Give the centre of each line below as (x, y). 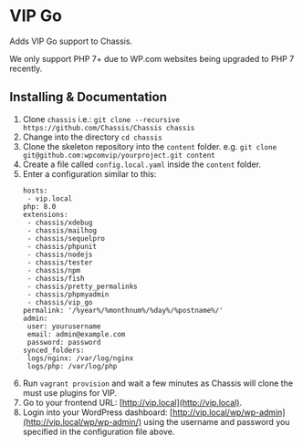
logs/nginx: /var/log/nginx (80, 358)
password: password (64, 342)
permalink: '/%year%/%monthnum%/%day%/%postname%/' (123, 310)
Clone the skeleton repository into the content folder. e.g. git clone (150, 146)
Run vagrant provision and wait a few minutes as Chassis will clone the (158, 383)
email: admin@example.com (76, 334)
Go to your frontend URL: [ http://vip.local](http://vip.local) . (132, 402)
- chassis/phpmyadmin (68, 294)
